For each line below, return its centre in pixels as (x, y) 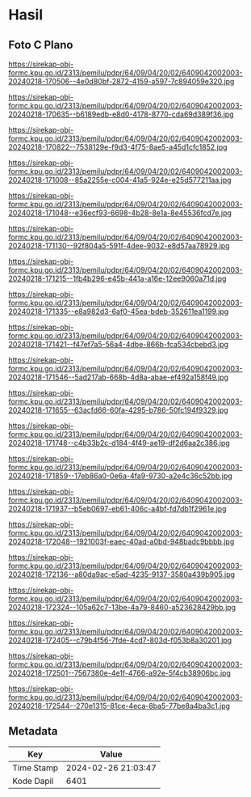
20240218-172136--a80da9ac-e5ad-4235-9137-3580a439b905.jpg (122, 574)
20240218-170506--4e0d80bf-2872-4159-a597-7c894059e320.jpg (121, 81)
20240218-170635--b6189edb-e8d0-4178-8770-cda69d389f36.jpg (121, 114)
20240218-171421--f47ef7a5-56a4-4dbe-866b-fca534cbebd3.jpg (118, 344)
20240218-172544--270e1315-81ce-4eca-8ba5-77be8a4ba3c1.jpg (119, 706)
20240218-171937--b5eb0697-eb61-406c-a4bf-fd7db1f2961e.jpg (117, 509)
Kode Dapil (33, 781)
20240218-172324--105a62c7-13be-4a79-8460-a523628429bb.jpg (122, 607)
